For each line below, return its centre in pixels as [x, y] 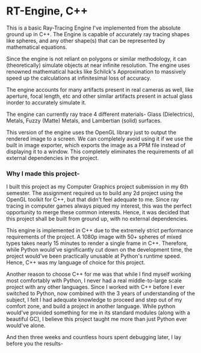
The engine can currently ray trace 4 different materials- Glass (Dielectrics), [100, 114]
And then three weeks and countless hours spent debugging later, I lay [94, 337]
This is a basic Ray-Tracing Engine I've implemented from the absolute [94, 28]
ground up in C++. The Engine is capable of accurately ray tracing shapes [98, 34]
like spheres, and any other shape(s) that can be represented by [86, 40]
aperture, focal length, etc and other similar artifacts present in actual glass [99, 96]
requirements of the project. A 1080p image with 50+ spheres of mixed [94, 237]
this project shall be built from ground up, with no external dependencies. [97, 219]
